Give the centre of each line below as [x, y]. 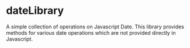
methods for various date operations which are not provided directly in [91, 32]
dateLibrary [35, 11]
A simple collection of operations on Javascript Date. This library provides [95, 27]
